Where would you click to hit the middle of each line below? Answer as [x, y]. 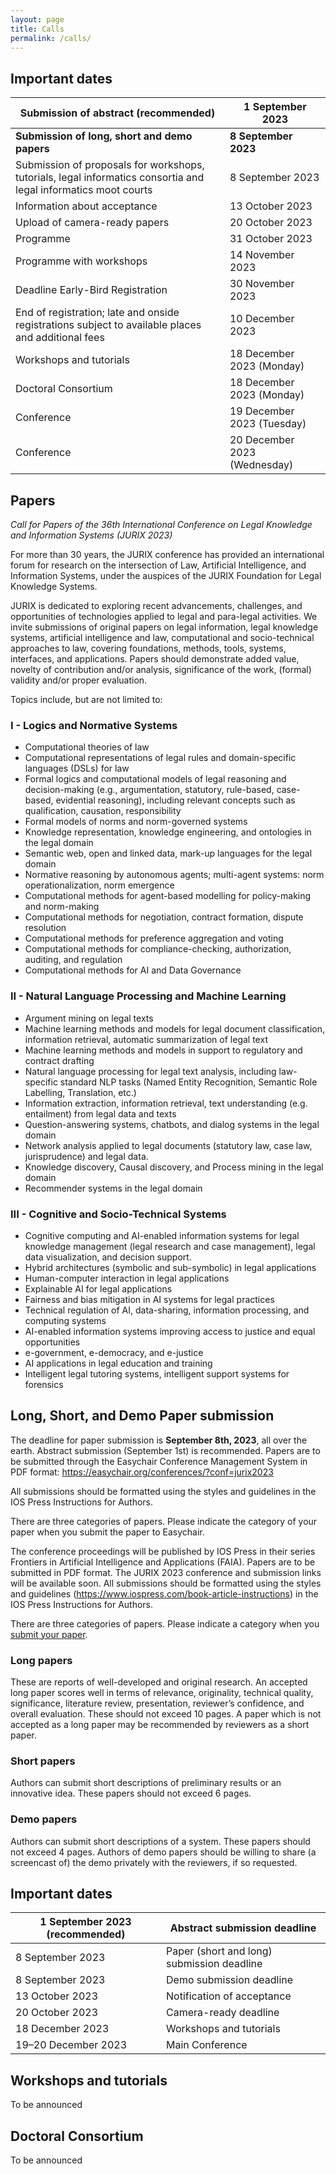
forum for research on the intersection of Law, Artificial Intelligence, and [158, 565]
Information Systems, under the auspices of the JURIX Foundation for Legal [166, 575]
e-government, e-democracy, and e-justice [114, 1352]
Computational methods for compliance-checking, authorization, [158, 949]
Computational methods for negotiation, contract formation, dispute [164, 917]
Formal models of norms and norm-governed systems [136, 822]
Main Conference [207, 2045]
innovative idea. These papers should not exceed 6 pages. [131, 1793]
